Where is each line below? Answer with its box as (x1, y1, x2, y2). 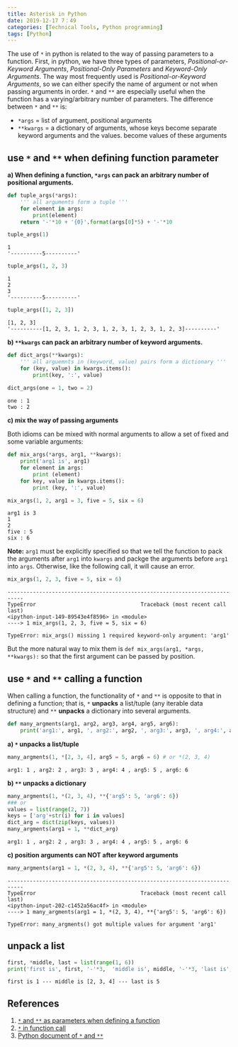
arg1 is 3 (7, 510, 37, 517)
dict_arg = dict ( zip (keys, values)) (7, 819, 115, 826)
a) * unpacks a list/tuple (7, 740, 79, 748)
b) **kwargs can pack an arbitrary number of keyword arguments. (7, 338, 203, 346)
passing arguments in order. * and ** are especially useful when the (7, 87, 205, 96)
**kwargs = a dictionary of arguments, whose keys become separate (17, 124, 217, 132)
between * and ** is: (7, 102, 67, 111)
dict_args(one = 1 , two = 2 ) (7, 385, 93, 392)
